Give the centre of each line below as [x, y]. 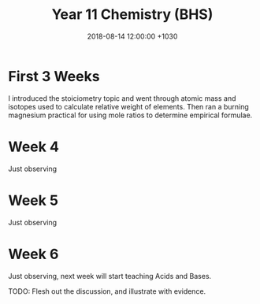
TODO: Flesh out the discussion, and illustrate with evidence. [107, 291]
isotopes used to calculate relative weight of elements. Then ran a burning [129, 106]
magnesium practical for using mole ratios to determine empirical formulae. [130, 115]
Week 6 [33, 254]
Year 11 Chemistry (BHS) [132, 15]
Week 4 [33, 146]
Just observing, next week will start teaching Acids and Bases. [110, 276]
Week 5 [33, 200]
